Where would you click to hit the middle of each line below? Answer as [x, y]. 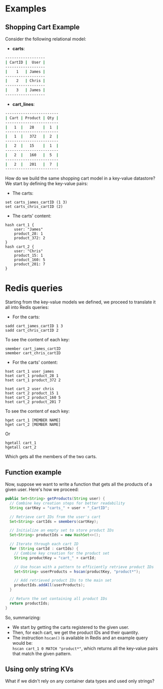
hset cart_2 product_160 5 [33, 398]
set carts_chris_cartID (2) [34, 207]
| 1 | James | [25, 72]
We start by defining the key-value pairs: [47, 184]
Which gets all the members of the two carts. [51, 457]
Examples [26, 9]
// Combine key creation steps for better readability [67, 503]
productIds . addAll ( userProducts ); [50, 585]
